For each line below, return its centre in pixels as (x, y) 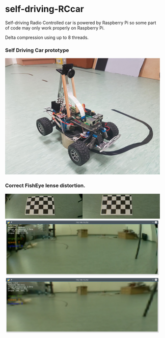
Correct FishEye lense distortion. (45, 185)
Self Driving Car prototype (37, 50)
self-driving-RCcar (45, 9)
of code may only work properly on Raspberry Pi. (55, 28)
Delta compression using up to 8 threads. (47, 37)
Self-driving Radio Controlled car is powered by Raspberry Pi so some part (81, 23)
